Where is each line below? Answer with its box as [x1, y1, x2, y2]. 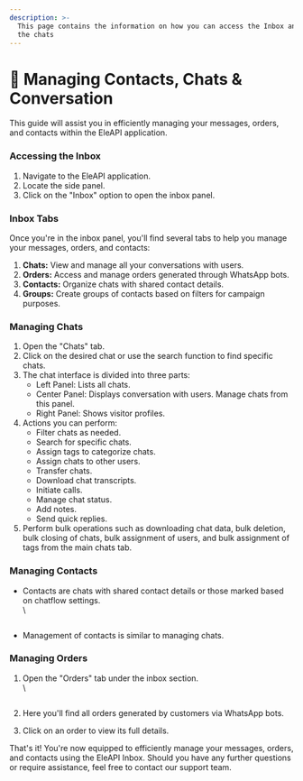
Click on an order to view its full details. [22, 725, 170, 736]
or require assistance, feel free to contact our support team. [9, 761, 232, 772]
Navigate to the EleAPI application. [22, 170, 151, 181]
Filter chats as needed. [35, 427, 122, 438]
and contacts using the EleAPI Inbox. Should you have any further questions [9, 752, 291, 763]
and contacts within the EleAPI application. [9, 127, 169, 138]
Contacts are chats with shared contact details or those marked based [22, 585, 284, 596]
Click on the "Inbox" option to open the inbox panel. [22, 189, 216, 200]
